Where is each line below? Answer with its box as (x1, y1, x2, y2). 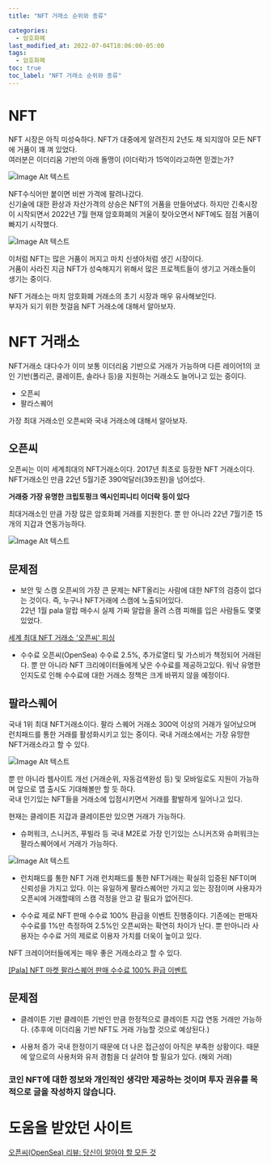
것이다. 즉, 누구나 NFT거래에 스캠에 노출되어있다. (28, 596, 184, 606)
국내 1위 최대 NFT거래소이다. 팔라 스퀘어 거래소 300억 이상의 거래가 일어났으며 (8, 720, 256, 729)
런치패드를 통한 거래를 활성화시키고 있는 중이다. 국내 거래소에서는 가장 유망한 (8, 729, 251, 739)
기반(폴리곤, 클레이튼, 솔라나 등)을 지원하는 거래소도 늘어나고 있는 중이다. (16, 371, 247, 381)
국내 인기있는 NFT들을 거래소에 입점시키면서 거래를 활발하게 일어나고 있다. (8, 794, 243, 804)
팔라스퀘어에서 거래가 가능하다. (19, 839, 119, 848)
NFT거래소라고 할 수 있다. (8, 740, 90, 750)
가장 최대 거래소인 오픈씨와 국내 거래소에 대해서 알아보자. (8, 415, 188, 425)
